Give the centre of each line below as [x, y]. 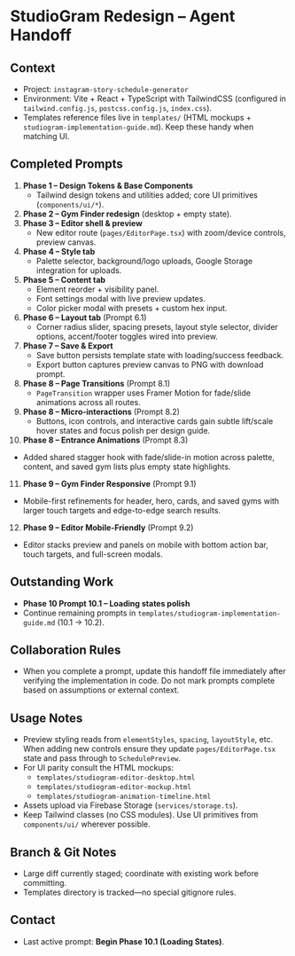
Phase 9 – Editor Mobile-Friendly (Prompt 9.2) [108, 527]
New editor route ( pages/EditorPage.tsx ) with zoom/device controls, [161, 232]
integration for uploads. [79, 270]
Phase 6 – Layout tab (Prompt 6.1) [85, 317]
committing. [45, 883]
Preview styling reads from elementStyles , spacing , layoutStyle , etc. [148, 740]
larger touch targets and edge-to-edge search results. [121, 510]
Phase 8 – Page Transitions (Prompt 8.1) [97, 383]
